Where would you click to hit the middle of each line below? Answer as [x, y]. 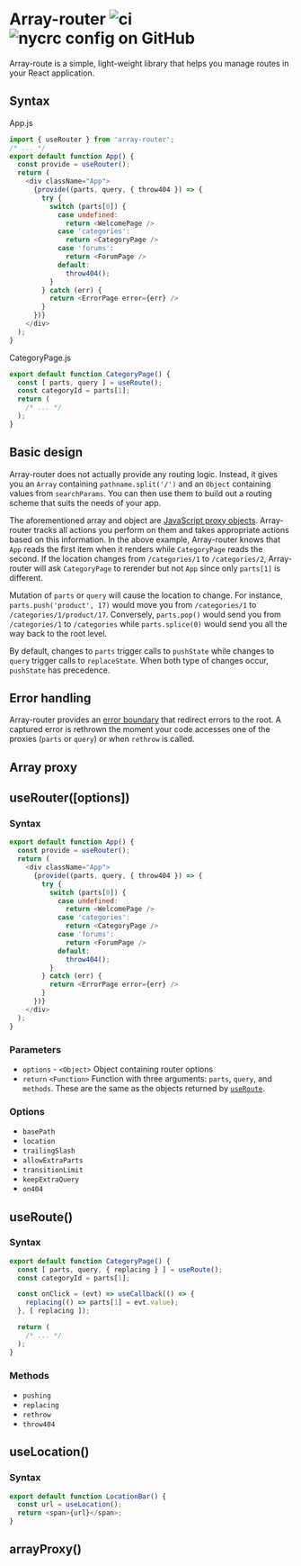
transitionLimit [53, 1171]
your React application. [52, 73]
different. [26, 577]
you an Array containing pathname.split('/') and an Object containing [140, 484]
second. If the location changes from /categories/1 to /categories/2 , [138, 558]
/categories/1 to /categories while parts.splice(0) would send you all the [148, 624]
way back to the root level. [58, 633]
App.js [21, 122]
